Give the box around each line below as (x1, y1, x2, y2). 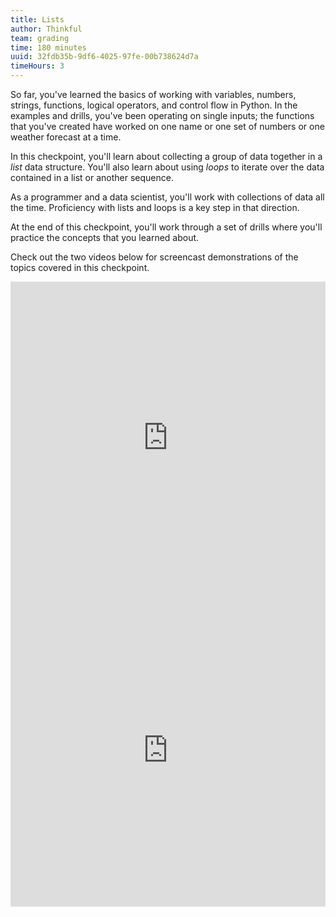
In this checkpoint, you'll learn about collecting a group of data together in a (10, 151, 323, 162)
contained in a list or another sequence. (10, 172, 174, 183)
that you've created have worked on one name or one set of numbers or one (10, 121, 325, 132)
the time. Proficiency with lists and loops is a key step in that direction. (10, 202, 300, 213)
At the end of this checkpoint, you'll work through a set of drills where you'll (10, 221, 323, 233)
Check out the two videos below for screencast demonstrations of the (10, 251, 299, 263)
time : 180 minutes (10, 42, 87, 53)
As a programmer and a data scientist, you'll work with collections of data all (10, 191, 325, 203)
